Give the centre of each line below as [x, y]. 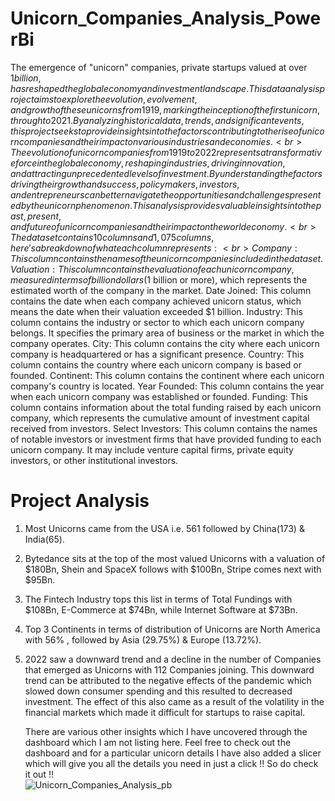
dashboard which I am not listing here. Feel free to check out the [158, 742]
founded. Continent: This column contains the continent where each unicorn [167, 375]
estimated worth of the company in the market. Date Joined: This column [161, 290]
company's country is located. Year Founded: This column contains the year [167, 386]
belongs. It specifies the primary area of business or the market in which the [167, 333]
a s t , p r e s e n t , [36, 216]
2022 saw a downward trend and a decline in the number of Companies [173, 659]
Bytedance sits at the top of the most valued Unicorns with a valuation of [175, 558]
